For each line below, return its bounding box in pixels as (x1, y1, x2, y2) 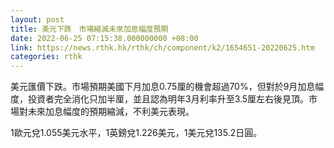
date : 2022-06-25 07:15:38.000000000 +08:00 (10, 33, 199, 43)
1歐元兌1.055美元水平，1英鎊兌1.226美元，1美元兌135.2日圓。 (10, 127, 263, 139)
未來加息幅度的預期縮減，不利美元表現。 (27, 106, 195, 118)
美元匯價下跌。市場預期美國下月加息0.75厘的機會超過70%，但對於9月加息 (10, 81, 316, 93)
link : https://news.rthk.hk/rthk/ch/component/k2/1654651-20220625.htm (10, 42, 315, 53)
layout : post (10, 14, 65, 25)
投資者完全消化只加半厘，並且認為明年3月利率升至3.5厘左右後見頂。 (27, 93, 310, 105)
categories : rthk (10, 52, 83, 62)
